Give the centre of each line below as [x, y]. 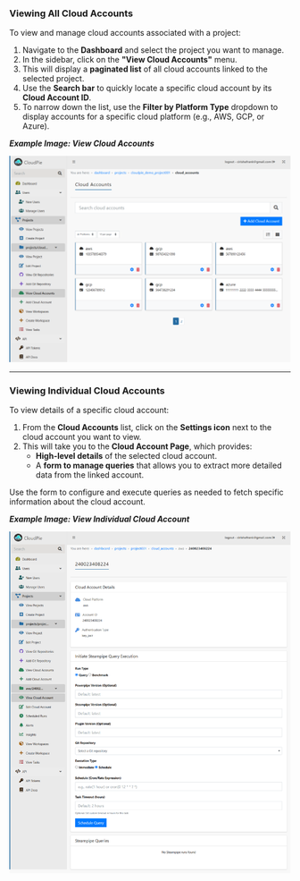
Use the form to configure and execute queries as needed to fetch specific [146, 492]
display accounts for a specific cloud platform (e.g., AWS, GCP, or [143, 117]
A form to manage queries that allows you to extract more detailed [158, 466]
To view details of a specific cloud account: [89, 411]
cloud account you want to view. [82, 437]
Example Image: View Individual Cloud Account [100, 519]
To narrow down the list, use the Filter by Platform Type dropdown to [150, 107]
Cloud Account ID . [57, 97]
